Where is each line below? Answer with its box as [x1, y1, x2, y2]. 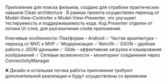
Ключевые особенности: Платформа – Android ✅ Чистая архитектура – [5, 35, 157, 41]
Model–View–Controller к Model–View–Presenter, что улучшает [5, 15, 136, 20]
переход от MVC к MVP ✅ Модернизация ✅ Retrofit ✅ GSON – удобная [5, 41, 155, 46]
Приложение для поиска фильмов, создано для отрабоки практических [5, 4, 159, 10]
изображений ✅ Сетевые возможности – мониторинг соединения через [5, 52, 160, 58]
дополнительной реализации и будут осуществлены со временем [5, 73, 147, 79]
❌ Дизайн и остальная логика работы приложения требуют [5, 67, 133, 73]
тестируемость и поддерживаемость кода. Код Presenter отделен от [5, 20, 152, 26]
